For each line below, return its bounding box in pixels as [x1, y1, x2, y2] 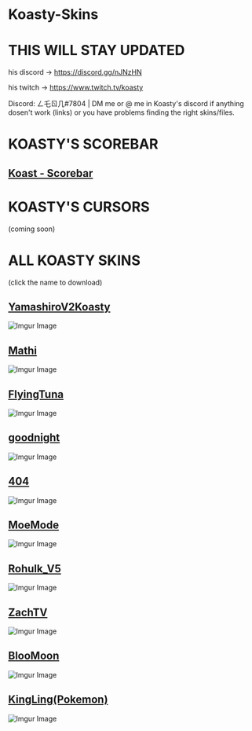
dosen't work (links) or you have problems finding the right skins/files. [8, 108, 236, 117]
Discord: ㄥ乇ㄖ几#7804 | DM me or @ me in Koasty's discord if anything [8, 99, 245, 108]
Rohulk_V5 [8, 562, 61, 575]
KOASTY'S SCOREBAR [8, 135, 159, 153]
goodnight [8, 431, 60, 445]
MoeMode [8, 519, 60, 532]
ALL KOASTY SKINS [8, 252, 141, 269]
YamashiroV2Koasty [8, 300, 111, 314]
